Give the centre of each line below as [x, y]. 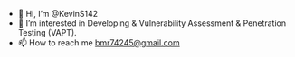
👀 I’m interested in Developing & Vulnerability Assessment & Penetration [152, 23]
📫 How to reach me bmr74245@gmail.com [99, 43]
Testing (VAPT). [47, 33]
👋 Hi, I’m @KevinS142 [58, 14]
